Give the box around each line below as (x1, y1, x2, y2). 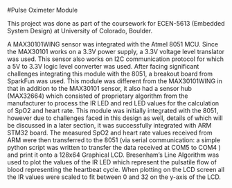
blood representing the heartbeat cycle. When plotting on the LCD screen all (7, 166, 225, 173)
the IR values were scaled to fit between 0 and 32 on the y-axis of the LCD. (7, 173, 222, 181)
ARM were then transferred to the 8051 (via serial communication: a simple (7, 136, 220, 144)
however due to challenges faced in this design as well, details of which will (7, 114, 223, 122)
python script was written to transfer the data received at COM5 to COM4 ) (7, 144, 222, 151)
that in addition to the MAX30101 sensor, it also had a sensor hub (7, 85, 193, 92)
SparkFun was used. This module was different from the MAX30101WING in (7, 77, 223, 85)
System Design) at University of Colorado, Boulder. (7, 27, 153, 35)
